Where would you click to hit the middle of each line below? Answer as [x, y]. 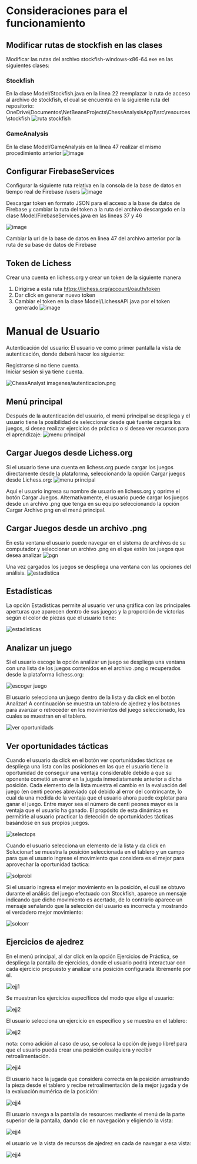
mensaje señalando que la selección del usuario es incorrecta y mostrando [97, 906]
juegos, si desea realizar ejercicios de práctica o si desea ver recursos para [98, 428]
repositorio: [20, 106]
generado [26, 308]
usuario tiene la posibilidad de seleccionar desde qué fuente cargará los [94, 422]
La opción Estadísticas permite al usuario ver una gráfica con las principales [98, 605]
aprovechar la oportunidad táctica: [48, 864]
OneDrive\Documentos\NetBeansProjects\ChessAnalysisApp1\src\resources [98, 112]
